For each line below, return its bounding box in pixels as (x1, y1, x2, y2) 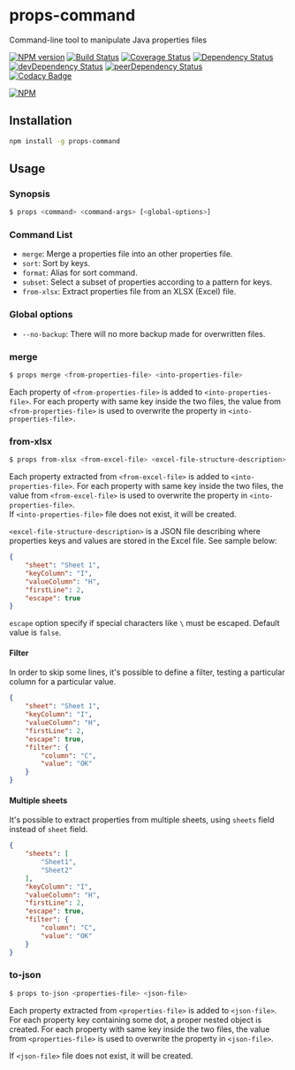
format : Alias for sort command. (21, 267, 139, 279)
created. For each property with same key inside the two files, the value (9, 1023, 270, 1035)
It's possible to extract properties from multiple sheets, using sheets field (9, 814, 275, 825)
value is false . (9, 627, 62, 638)
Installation (9, 113, 72, 128)
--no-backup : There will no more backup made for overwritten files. (21, 328, 266, 339)
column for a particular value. (9, 676, 117, 687)
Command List (9, 229, 73, 241)
